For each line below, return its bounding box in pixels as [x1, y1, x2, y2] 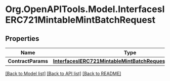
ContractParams [8, 58, 48, 64]
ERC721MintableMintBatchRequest [5, 14, 156, 26]
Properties [5, 34, 39, 43]
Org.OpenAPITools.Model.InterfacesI [5, 4, 165, 15]
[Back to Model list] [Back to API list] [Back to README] [5, 70, 121, 76]
